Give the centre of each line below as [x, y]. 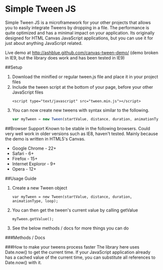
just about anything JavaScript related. [44, 43]
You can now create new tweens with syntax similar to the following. [81, 110]
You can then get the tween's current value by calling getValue [75, 210]
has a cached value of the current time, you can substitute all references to [80, 257]
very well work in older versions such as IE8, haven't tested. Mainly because [81, 134]
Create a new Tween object [40, 188]
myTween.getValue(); [33, 219]
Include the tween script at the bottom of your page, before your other [82, 87]
